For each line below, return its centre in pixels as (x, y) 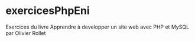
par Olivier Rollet (26, 33)
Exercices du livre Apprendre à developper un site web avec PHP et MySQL (97, 27)
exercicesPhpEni (48, 11)
